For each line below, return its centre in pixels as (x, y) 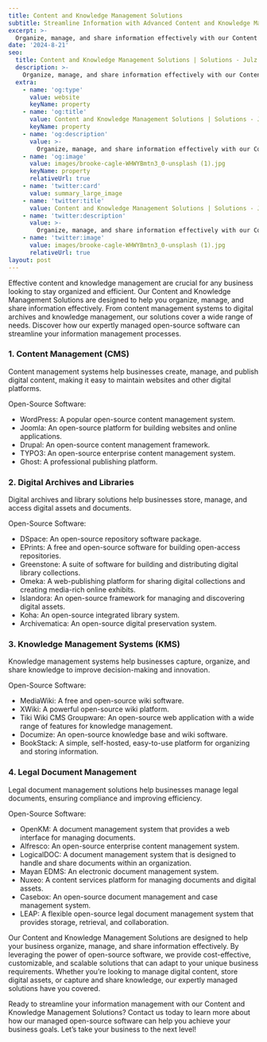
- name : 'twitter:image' (64, 238)
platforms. (25, 388)
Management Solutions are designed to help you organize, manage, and (126, 300)
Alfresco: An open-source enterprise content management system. (130, 846)
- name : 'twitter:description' (74, 216)
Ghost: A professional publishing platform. (89, 461)
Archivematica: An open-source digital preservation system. (118, 624)
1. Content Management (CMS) (69, 354)
